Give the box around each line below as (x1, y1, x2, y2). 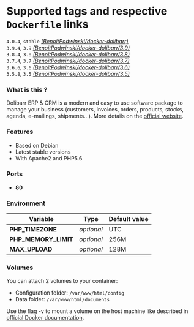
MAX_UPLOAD (9, 245, 53, 254)
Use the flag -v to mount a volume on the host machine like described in (6, 307, 188, 315)
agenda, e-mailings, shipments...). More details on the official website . (6, 112, 184, 120)
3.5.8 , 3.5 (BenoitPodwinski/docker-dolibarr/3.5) (6, 70, 130, 77)
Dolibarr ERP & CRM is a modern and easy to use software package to (6, 99, 184, 107)
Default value (108, 215, 149, 224)
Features (6, 127, 34, 136)
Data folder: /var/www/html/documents (15, 296, 110, 303)
